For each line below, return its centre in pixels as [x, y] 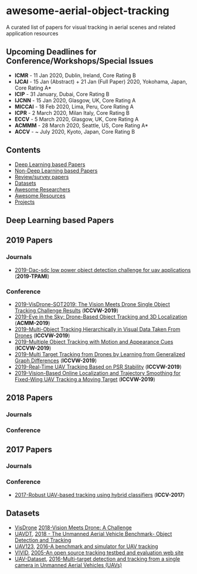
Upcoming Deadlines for [51, 52]
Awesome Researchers [42, 189]
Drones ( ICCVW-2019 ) [42, 335]
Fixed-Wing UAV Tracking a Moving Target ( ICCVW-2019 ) [85, 379]
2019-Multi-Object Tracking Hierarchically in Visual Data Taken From [97, 329]
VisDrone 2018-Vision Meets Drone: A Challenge [73, 527]
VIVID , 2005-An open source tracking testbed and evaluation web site [99, 552]
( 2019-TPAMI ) [32, 276]
